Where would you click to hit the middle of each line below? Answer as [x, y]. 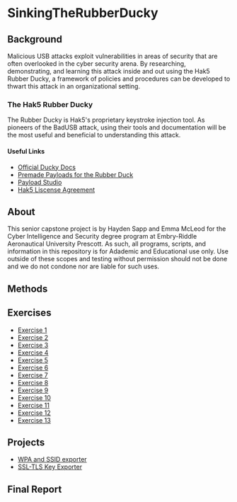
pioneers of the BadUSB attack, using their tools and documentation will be [117, 127]
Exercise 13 [34, 420]
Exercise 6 [33, 367]
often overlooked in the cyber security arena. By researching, [97, 64]
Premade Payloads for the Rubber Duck [75, 174]
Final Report [35, 489]
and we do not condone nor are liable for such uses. [83, 266]
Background [35, 39]
